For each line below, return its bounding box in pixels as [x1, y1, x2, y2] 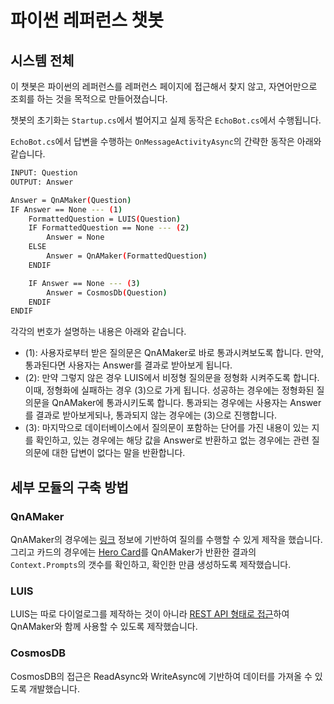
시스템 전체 [10, 52, 75, 69]
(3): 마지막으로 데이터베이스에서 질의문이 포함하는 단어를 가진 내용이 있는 [24, 422, 310, 434]
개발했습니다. [28, 682, 81, 695]
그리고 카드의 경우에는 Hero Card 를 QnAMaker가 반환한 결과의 [10, 546, 257, 558]
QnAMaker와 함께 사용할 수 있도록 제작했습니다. [10, 621, 198, 633]
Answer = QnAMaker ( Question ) [10, 195, 132, 205]
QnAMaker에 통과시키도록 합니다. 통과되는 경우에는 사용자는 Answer [51, 397, 322, 409]
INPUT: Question [10, 168, 78, 178]
